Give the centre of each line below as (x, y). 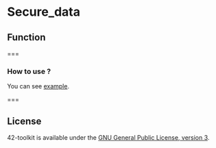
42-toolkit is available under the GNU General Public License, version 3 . (108, 138)
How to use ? (29, 71)
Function (26, 37)
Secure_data (44, 12)
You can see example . (38, 86)
